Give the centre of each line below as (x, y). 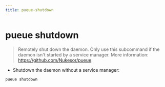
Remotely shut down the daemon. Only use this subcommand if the (89, 49)
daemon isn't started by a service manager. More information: (83, 54)
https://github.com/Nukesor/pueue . (55, 60)
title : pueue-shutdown (29, 10)
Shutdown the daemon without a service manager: (66, 70)
